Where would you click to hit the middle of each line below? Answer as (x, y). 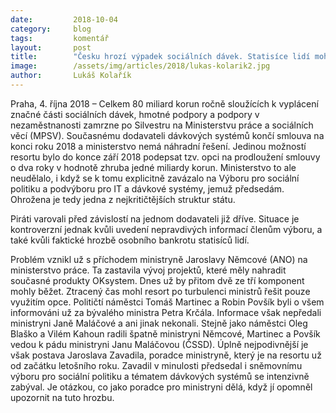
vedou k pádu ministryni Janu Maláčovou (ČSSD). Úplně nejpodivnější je (159, 344)
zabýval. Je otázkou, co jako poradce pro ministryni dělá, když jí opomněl (161, 387)
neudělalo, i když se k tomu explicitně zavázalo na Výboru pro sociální (155, 178)
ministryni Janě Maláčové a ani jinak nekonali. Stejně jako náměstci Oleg (159, 323)
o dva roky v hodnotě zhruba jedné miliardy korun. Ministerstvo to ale (153, 167)
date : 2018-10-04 (64, 19)
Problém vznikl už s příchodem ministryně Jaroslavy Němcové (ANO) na (159, 259)
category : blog (51, 29)
